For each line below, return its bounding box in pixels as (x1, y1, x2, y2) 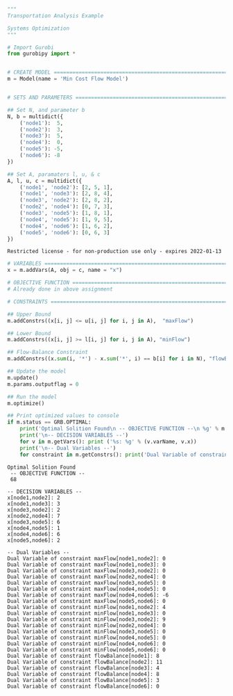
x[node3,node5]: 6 (7, 518, 60, 526)
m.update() (7, 374, 39, 381)
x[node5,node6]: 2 (7, 537, 60, 544)
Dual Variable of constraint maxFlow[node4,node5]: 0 (7, 585, 166, 592)
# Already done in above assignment (7, 286, 113, 293)
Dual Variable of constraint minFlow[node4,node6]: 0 (7, 640, 166, 647)
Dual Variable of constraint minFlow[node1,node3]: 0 (7, 610, 166, 617)
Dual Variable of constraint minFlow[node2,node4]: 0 (7, 622, 166, 629)
